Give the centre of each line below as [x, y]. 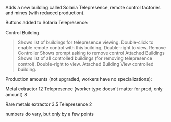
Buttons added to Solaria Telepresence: [47, 23]
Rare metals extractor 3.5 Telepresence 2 [49, 104]
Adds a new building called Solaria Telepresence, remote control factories [83, 7]
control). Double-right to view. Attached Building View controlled [86, 64]
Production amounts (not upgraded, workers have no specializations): [79, 79]
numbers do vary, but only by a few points [50, 114]
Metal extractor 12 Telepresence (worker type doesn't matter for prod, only [84, 89]
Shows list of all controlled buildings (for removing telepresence [85, 58]
